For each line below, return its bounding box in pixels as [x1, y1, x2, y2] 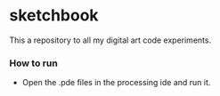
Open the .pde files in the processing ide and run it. [21, 77, 211, 88]
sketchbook [9, 5, 100, 26]
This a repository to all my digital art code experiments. [9, 35, 212, 45]
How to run [9, 57, 58, 69]
